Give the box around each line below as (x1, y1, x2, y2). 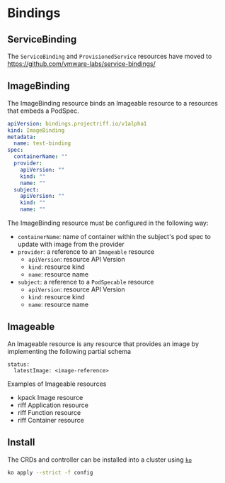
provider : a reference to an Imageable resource (17, 248, 155, 256)
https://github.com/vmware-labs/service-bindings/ (7, 60, 156, 68)
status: (7, 360, 30, 368)
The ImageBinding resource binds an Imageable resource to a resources (7, 99, 218, 107)
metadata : (7, 133, 37, 140)
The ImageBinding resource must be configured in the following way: (7, 218, 209, 228)
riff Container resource (17, 416, 85, 424)
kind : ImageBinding (7, 126, 65, 134)
